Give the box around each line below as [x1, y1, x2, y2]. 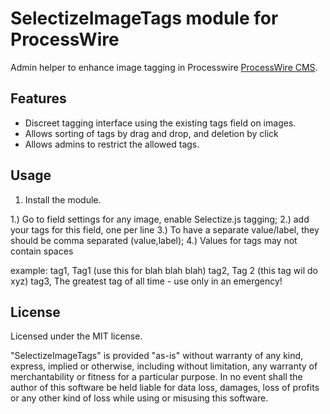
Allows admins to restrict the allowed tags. [24, 138, 200, 150]
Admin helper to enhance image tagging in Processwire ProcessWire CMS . [10, 61, 318, 73]
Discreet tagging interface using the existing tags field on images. [24, 117, 297, 129]
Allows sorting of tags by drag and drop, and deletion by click [24, 127, 279, 139]
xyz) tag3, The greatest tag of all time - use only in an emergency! [10, 275, 283, 287]
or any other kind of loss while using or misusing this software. [10, 392, 269, 404]
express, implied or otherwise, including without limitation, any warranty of [10, 360, 318, 372]
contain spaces [10, 245, 74, 257]
